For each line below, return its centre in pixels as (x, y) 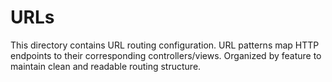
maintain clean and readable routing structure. (106, 66)
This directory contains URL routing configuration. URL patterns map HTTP (165, 45)
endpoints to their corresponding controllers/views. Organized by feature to (166, 55)
